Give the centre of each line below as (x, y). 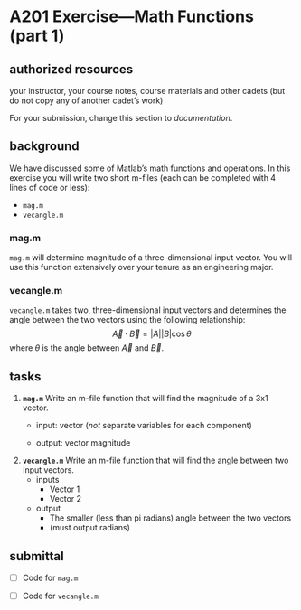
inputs (47, 480)
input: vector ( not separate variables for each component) (144, 426)
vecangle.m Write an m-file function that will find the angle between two (155, 460)
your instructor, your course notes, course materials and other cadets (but (147, 91)
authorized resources (71, 69)
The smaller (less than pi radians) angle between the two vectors (170, 518)
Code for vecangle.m (61, 596)
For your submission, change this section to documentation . (121, 118)
